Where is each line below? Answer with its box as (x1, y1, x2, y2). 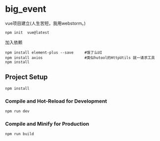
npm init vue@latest (5, 30, 50, 35)
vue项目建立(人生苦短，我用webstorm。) (5, 20, 86, 26)
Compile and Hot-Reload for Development (5, 97, 107, 104)
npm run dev (5, 109, 30, 113)
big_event (5, 3, 47, 15)
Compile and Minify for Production (5, 120, 90, 127)
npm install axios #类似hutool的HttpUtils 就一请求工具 (5, 55, 155, 60)
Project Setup (5, 73, 48, 82)
